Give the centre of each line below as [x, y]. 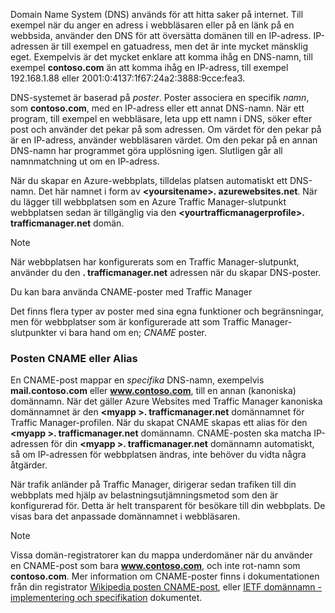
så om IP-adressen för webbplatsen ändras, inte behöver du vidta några [158, 455]
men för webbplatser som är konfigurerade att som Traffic [130, 322]
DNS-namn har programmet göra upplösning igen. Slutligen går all [146, 150]
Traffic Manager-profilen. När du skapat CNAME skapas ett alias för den [159, 423]
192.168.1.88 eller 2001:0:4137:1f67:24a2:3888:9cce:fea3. [128, 78]
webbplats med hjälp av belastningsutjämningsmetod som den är [144, 495]
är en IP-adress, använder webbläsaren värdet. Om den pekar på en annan [164, 140]
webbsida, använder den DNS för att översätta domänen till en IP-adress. [161, 35]
